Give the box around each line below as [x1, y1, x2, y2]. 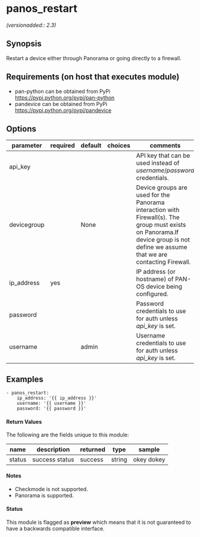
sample [138, 445, 160, 454]
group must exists [136, 221, 186, 229]
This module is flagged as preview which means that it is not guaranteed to [6, 519, 192, 526]
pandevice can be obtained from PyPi [14, 100, 108, 107]
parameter [11, 142, 42, 150]
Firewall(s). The [136, 213, 180, 221]
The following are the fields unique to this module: [6, 431, 129, 439]
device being [145, 282, 183, 291]
